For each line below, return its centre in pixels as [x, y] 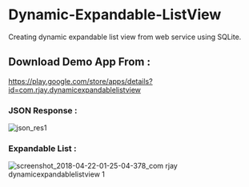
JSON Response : [43, 110]
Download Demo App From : [79, 62]
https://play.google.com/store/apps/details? [81, 81]
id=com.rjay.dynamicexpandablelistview [75, 90]
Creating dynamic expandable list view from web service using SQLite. [125, 37]
